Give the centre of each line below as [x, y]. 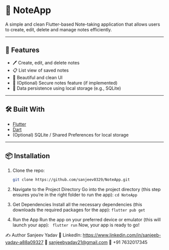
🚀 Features [22, 50]
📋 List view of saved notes [40, 70]
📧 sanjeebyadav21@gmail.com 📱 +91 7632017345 [96, 242]
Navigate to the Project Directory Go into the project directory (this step [87, 190]
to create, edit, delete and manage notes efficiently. [59, 29]
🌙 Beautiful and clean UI [37, 77]
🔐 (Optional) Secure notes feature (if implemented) [65, 83]
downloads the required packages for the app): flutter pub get [79, 210]
